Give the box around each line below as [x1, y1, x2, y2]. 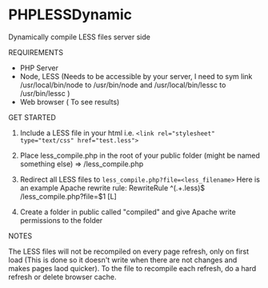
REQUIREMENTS [8, 47, 64, 57]
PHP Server [19, 62, 58, 73]
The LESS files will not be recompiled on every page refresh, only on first [8, 246, 250, 256]
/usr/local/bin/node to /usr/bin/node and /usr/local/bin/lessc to [19, 80, 226, 90]
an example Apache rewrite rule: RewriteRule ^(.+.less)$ [19, 182, 206, 193]
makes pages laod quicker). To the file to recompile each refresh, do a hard [8, 263, 257, 273]
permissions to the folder [19, 215, 103, 225]
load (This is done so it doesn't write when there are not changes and [8, 254, 238, 265]
